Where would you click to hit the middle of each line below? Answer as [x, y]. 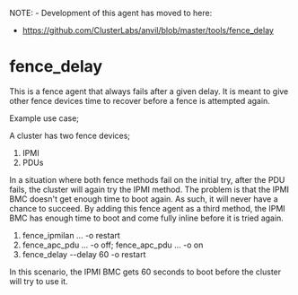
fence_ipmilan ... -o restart [71, 235]
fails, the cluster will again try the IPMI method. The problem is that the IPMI [149, 189]
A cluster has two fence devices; [70, 135]
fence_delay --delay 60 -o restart [84, 254]
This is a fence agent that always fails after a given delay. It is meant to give [149, 91]
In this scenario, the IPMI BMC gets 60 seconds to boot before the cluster [145, 272]
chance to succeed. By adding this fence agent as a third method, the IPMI [147, 208]
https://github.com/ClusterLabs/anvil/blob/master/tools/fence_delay [148, 30]
